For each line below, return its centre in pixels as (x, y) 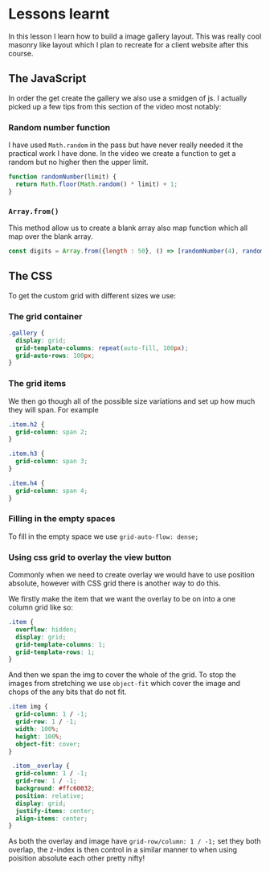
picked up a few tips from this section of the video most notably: (115, 106)
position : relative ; (50, 796)
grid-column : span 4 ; (52, 491)
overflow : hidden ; (47, 629)
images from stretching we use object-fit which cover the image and (125, 684)
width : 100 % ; (37, 729)
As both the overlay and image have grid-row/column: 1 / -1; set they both (135, 841)
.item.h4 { (27, 483)
